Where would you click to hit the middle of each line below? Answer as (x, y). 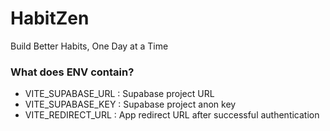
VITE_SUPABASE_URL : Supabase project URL (119, 94)
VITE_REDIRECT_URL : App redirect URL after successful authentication (172, 115)
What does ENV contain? (72, 72)
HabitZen (50, 18)
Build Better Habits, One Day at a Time (89, 46)
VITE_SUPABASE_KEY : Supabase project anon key (130, 104)
